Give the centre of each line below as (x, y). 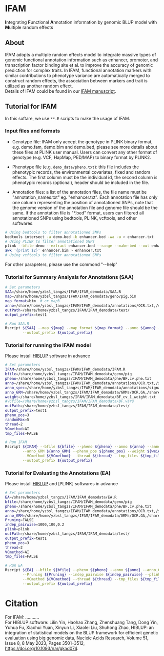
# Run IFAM (16, 442)
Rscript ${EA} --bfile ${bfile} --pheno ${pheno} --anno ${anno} (73, 570)
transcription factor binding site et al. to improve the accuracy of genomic (79, 65)
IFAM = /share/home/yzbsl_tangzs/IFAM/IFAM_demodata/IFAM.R (65, 369)
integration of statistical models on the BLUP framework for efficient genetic (82, 632)
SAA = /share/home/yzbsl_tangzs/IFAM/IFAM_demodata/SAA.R (63, 292)
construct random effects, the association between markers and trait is (76, 80)
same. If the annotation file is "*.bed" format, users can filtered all (78, 213)
